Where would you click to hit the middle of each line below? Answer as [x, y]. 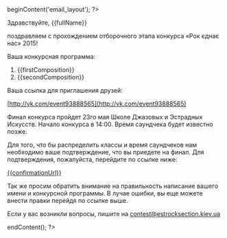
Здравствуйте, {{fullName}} [47, 23]
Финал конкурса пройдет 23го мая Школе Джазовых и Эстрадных [105, 117]
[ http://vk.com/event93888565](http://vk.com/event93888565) [97, 104]
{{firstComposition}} [46, 70]
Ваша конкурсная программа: [51, 57]
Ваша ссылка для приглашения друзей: [65, 90]
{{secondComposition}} [50, 77]
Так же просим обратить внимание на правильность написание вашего [113, 186]
